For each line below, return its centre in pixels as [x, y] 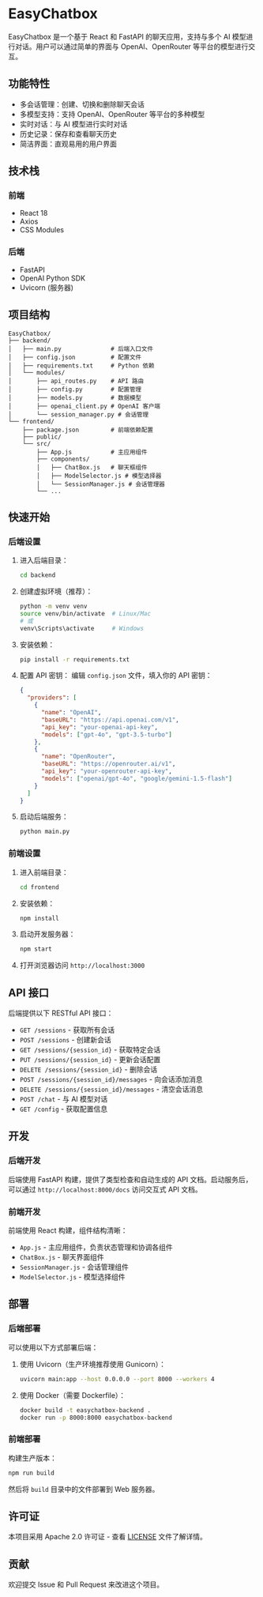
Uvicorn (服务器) [46, 287]
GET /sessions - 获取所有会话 [67, 1030]
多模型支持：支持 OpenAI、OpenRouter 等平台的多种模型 [112, 114]
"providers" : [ [52, 698]
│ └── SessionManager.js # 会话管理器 [101, 484]
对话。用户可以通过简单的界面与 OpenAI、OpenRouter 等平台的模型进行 [131, 46]
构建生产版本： [32, 1458]
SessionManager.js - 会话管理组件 [74, 1267]
